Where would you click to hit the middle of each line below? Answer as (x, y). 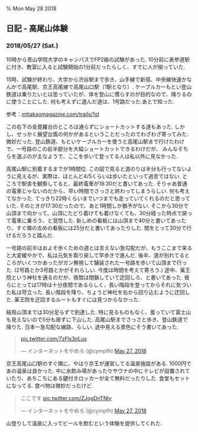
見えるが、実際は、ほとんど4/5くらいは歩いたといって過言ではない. (99, 176)
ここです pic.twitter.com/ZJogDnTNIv (66, 398)
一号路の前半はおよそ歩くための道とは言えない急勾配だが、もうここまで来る (99, 248)
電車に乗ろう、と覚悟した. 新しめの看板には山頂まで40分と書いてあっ (96, 220)
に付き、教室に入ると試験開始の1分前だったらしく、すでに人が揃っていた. (96, 67)
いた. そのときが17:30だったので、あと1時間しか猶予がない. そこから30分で (98, 206)
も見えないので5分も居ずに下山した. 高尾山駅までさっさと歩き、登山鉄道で (97, 319)
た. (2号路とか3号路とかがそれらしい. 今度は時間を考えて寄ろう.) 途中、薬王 (98, 270)
